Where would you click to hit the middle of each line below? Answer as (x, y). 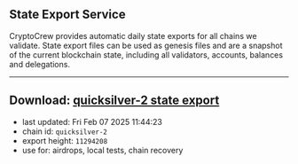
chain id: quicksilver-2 (65, 131)
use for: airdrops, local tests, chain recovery (102, 150)
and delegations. (40, 64)
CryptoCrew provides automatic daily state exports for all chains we (133, 35)
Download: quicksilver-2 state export (114, 101)
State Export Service (67, 15)
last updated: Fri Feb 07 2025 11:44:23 (92, 121)
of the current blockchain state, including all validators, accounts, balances (146, 55)
